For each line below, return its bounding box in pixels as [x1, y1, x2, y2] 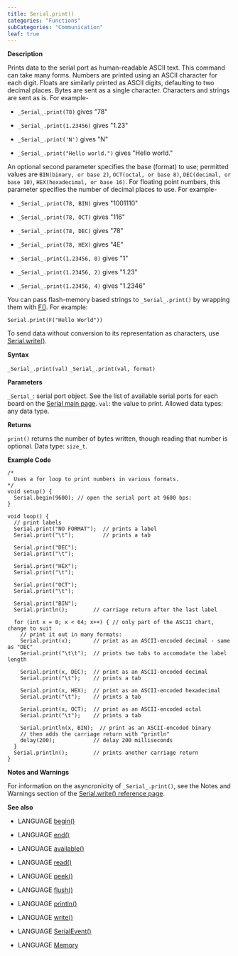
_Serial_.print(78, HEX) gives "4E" [17, 240, 124, 249]
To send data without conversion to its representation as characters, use [7, 329, 220, 338]
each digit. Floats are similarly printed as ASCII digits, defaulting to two [7, 79, 215, 87]
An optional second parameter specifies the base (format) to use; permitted [7, 163, 229, 171]
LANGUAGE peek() [17, 872, 73, 881]
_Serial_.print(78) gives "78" [17, 107, 108, 116]
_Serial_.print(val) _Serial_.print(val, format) [7, 365, 156, 373]
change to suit [7, 625, 53, 633]
